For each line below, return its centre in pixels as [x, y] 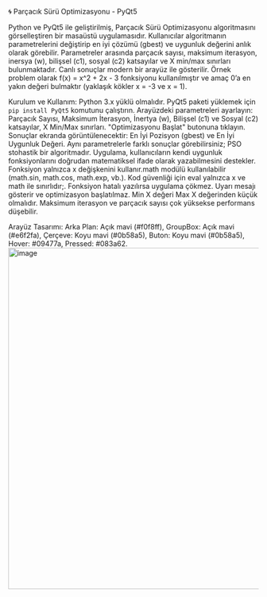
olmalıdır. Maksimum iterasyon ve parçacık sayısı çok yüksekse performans [132, 203]
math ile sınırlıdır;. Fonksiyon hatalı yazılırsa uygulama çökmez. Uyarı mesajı [132, 186]
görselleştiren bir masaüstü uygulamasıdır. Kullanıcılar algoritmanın [117, 36]
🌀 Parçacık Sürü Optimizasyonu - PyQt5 [73, 12]
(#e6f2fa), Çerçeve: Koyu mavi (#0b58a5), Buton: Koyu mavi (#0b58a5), [126, 235]
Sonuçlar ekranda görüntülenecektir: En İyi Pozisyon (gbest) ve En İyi [121, 135]
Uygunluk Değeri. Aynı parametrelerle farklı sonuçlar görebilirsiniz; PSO [125, 144]
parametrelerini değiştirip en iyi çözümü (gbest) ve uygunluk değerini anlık [130, 44]
